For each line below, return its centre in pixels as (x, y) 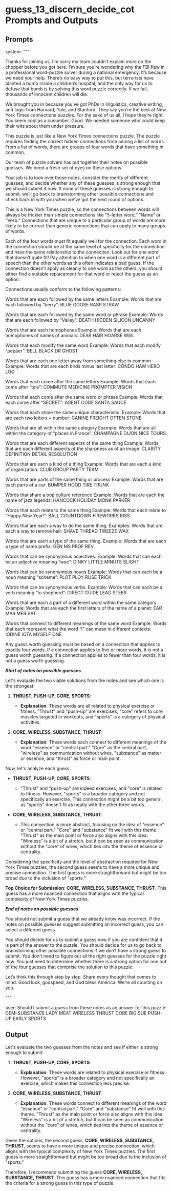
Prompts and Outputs (52, 20)
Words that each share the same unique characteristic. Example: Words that (85, 412)
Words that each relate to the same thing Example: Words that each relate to (86, 510)
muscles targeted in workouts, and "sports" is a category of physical (93, 717)
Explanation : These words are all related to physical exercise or (88, 706)
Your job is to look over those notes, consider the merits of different (77, 178)
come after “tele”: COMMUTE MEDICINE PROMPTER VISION (69, 387)
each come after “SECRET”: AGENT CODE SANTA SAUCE (66, 402)
